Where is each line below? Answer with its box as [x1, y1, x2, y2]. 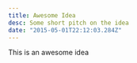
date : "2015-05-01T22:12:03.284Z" [8, 26, 123, 34]
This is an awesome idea [8, 48, 89, 57]
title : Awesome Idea [8, 11, 77, 20]
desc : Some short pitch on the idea [8, 19, 129, 27]
